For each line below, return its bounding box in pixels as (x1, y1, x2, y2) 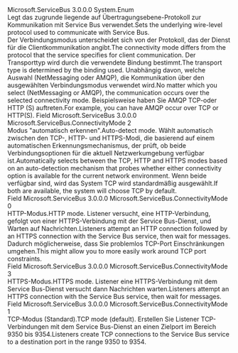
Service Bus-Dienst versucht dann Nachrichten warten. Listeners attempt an (7, 285, 229, 293)
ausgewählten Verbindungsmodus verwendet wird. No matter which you (7, 81, 218, 89)
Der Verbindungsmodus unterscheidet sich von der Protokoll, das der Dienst (7, 36, 231, 44)
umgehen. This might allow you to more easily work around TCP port (7, 247, 207, 255)
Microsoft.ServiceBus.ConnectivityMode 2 (7, 119, 131, 127)
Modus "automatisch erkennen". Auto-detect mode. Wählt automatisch (7, 126, 213, 134)
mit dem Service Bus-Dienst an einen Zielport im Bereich (50, 322, 217, 331)
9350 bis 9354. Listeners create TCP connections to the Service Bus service (7, 330, 229, 338)
